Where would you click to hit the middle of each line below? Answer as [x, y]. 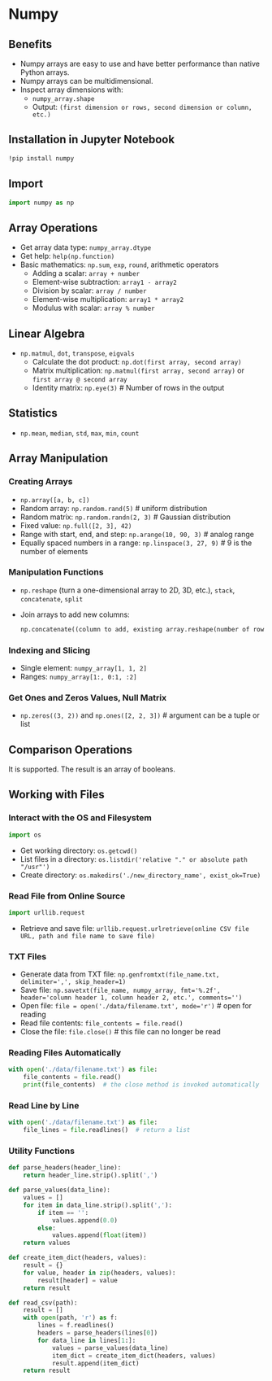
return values [47, 1243]
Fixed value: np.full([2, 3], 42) [76, 525]
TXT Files [28, 956]
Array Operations [53, 227]
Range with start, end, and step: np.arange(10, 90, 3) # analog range [137, 534]
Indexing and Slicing [50, 650]
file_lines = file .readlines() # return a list [107, 1130]
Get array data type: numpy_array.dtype [86, 247]
